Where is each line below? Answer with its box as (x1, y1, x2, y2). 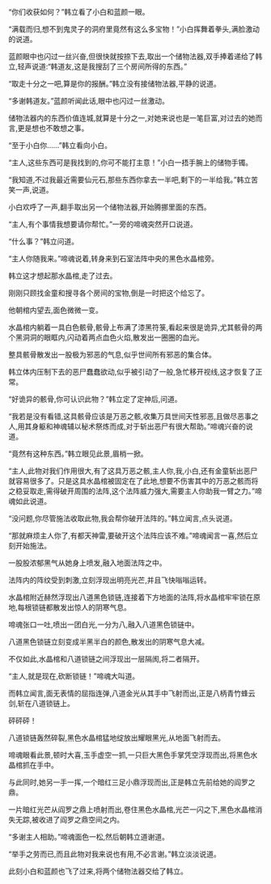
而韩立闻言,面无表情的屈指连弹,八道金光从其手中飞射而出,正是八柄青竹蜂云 (8, 688, 256, 698)
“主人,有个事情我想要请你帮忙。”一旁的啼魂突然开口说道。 (8, 219, 198, 229)
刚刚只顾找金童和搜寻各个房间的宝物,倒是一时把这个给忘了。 (8, 288, 210, 298)
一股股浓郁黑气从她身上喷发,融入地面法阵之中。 (8, 558, 167, 568)
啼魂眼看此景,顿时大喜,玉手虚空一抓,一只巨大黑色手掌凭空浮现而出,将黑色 (8, 751, 251, 759)
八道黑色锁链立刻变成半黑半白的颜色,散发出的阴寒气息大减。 (8, 637, 210, 646)
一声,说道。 (15, 185, 54, 194)
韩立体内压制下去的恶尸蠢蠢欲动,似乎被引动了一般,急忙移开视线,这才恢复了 (8, 367, 256, 376)
